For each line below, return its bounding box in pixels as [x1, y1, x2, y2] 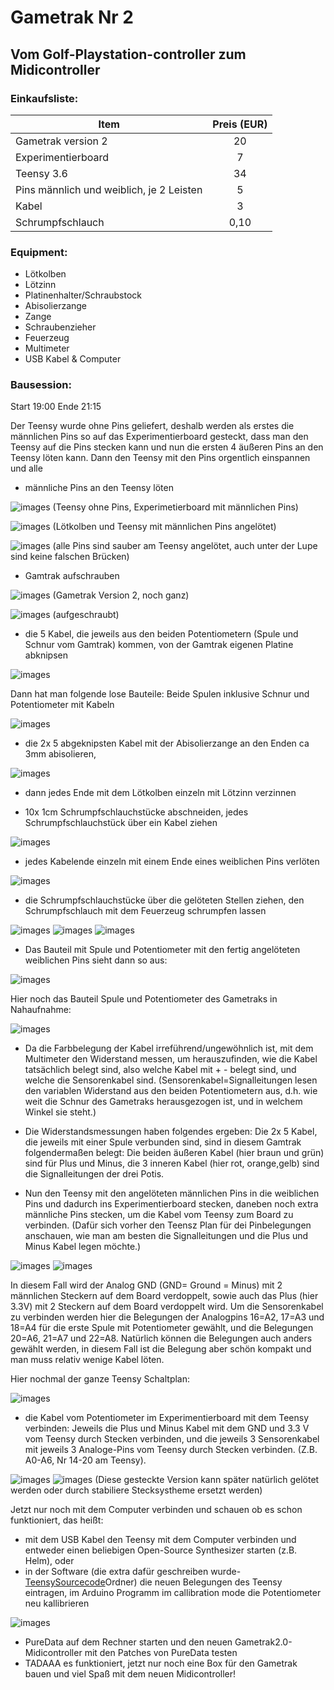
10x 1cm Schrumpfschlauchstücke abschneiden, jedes [24, 806, 249, 818]
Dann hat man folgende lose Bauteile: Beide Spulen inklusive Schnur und [10, 688, 310, 700]
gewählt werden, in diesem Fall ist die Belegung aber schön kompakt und [10, 1343, 312, 1355]
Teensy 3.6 [15, 166, 68, 180]
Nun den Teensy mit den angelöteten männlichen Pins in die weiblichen [24, 1187, 320, 1200]
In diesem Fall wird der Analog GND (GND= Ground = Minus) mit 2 [10, 1279, 283, 1291]
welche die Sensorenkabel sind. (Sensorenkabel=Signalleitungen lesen [24, 1074, 318, 1086]
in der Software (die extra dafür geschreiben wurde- [24, 1566, 242, 1578]
